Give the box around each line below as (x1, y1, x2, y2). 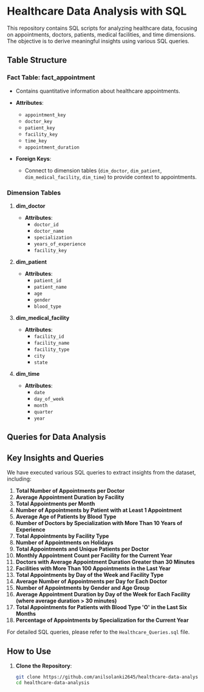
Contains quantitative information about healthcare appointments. (15, 87, 181, 94)
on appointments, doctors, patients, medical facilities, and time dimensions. (7, 30, 196, 38)
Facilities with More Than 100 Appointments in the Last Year (15, 565, 171, 572)
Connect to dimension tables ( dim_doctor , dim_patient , (24, 166, 162, 174)
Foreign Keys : (15, 155, 52, 162)
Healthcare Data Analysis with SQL (7, 4, 187, 18)
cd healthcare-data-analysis (15, 679, 90, 686)
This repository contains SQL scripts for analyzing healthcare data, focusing (7, 24, 197, 32)
